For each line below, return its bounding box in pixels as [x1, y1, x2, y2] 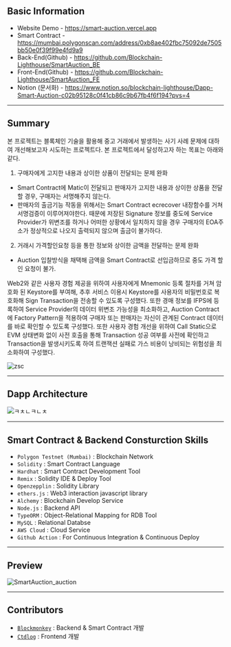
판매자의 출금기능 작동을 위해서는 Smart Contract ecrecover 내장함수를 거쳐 [16, 200, 223, 209]
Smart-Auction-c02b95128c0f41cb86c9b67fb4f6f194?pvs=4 [16, 91, 190, 99]
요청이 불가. [24, 264, 56, 272]
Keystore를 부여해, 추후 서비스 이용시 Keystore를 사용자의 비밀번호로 [27, 288, 213, 296]
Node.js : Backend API [16, 504, 80, 512]
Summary [7, 117, 50, 130]
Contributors [7, 604, 64, 616]
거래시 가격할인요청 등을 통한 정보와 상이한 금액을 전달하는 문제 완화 [16, 241, 199, 249]
